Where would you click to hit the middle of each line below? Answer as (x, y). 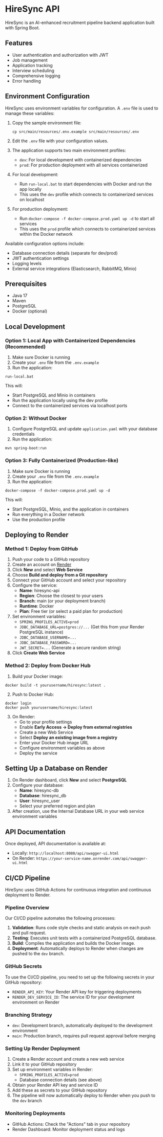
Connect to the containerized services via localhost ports (70, 406)
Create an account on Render (42, 565)
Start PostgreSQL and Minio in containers (54, 395)
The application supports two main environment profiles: (69, 150)
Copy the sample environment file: (47, 123)
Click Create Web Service (38, 653)
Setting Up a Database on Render (56, 769)
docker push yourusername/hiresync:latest (49, 708)
